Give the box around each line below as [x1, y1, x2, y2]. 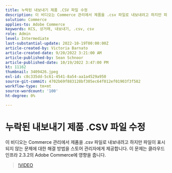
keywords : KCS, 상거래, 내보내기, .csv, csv [5, 27, 95, 32]
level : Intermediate [5, 36, 50, 41]
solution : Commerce [5, 17, 47, 22]
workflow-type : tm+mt [5, 83, 52, 89]
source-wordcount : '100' [5, 88, 58, 94]
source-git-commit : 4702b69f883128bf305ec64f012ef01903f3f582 [5, 79, 141, 84]
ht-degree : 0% [5, 93, 36, 98]
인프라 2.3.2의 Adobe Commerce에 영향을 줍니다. [5, 152, 106, 158]
